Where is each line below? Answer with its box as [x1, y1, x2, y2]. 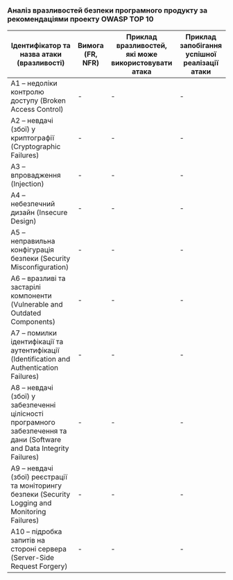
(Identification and [10, 355, 71, 364]
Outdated [10, 308, 42, 318]
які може [126, 49, 158, 59]
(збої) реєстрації [10, 472, 68, 482]
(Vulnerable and [10, 300, 63, 309]
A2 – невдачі [10, 116, 53, 126]
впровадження [10, 171, 61, 180]
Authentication [10, 363, 59, 373]
